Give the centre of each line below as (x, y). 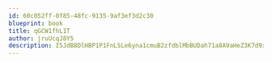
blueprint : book (36, 23)
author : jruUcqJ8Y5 (41, 38)
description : (30, 46)
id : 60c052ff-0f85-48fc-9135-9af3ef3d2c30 (81, 16)
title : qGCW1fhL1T (39, 31)
